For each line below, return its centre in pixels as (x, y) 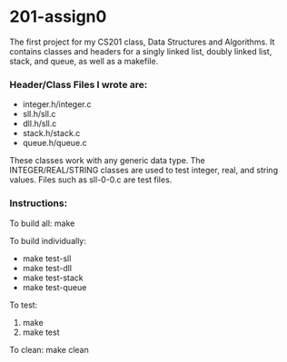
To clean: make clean (49, 349)
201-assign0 (58, 17)
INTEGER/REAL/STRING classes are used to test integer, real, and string (144, 171)
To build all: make (42, 223)
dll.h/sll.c (40, 123)
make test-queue (54, 287)
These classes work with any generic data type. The (108, 161)
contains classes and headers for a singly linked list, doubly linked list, (141, 51)
